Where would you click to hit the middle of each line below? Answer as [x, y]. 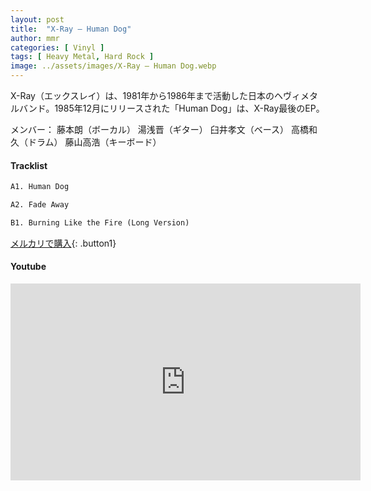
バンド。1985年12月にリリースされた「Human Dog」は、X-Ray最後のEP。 [171, 108]
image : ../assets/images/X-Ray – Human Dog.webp [113, 66]
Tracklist [29, 165]
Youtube [28, 267]
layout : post [37, 19]
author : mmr [35, 38]
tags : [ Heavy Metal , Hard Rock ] [82, 57]
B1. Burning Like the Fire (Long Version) [100, 222]
